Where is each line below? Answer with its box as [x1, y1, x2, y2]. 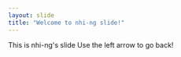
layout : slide [8, 11, 55, 20]
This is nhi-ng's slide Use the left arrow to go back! [8, 40, 174, 49]
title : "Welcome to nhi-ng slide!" [8, 19, 125, 27]
